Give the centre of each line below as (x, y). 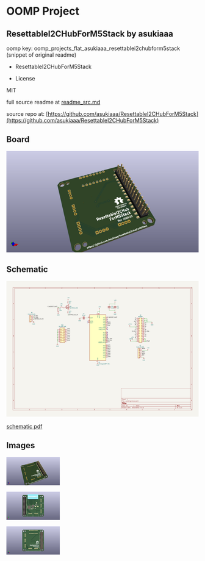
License (25, 78)
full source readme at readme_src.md (53, 102)
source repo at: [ (27, 114)
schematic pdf (24, 427)
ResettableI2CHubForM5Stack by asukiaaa (90, 34)
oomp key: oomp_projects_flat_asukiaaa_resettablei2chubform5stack (93, 48)
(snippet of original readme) (41, 55)
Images (21, 445)
